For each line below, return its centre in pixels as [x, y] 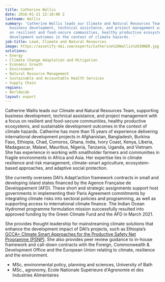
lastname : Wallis [23, 19]
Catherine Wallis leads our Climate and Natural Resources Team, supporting [82, 111]
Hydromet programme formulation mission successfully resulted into [74, 209]
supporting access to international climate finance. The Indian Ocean [75, 204]
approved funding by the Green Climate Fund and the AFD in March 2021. [79, 214]
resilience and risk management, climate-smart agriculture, [65, 163]
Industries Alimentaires [35, 275]
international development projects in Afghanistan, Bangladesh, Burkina [78, 137]
